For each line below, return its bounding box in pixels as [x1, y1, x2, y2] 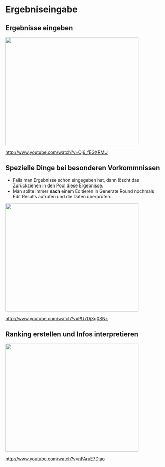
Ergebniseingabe [5, 4, 78, 15]
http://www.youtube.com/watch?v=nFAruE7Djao [5, 456, 105, 462]
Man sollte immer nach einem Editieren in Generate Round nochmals [12, 188, 154, 194]
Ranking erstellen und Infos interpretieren [5, 330, 139, 339]
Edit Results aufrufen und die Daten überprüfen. [12, 193, 112, 199]
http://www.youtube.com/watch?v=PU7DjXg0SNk [5, 315, 108, 321]
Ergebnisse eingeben [5, 24, 73, 32]
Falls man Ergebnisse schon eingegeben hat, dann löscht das [12, 177, 139, 183]
